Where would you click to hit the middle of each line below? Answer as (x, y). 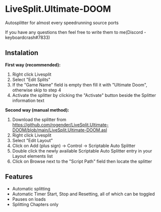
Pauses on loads (29, 199)
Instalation (22, 53)
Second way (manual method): (37, 110)
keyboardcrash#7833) (28, 37)
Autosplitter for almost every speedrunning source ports (62, 23)
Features (19, 177)
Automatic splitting (31, 188)
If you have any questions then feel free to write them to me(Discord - (76, 32)
